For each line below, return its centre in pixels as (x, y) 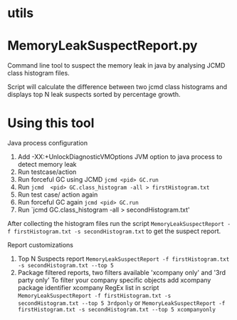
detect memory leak (47, 165)
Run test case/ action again (58, 195)
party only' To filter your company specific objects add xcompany (114, 280)
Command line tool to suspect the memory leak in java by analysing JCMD (116, 66)
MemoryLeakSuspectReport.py (102, 46)
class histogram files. (38, 73)
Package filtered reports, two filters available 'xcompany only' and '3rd (122, 273)
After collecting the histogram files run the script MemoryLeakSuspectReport (116, 224)
